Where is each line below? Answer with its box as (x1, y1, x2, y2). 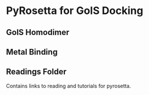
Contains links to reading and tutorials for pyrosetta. (6, 82, 131, 89)
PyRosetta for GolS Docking (6, 4, 144, 17)
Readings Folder (6, 67, 67, 77)
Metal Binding (6, 47, 58, 57)
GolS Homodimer (6, 27, 70, 37)
